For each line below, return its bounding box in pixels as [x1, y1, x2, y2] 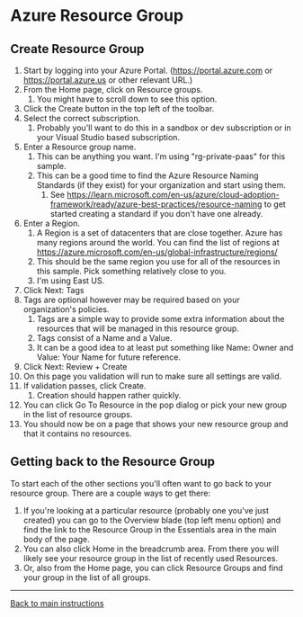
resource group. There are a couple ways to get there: [10, 487, 210, 498]
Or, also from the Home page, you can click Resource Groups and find [22, 562, 284, 573]
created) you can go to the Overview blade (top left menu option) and [22, 514, 281, 525]
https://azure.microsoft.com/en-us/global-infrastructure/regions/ [36, 246, 278, 257]
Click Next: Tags [22, 285, 85, 295]
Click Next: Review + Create [22, 362, 128, 371]
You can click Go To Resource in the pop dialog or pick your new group [22, 399, 287, 410]
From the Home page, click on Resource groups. [22, 85, 203, 94]
